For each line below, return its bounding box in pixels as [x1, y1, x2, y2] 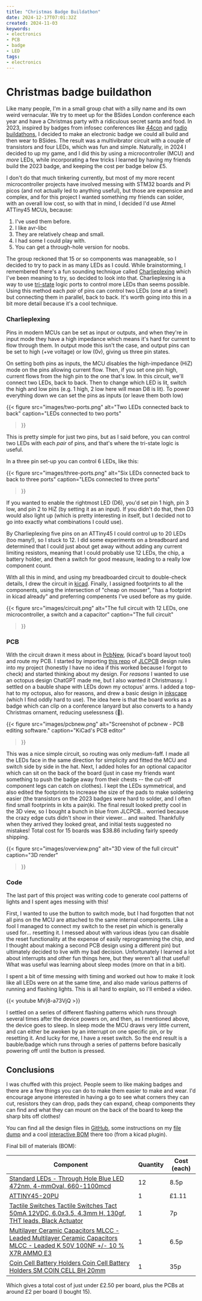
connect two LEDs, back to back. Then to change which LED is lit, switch [6, 379, 187, 386]
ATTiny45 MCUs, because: [6, 206, 73, 214]
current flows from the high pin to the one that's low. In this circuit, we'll [6, 372, 184, 379]
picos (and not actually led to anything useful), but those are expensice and [6, 187, 194, 195]
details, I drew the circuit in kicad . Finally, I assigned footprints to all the [6, 579, 183, 587]
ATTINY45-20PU [9, 1192, 59, 1200]
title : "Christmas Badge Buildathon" [6, 8, 101, 15]
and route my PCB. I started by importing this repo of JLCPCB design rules [6, 658, 191, 665]
